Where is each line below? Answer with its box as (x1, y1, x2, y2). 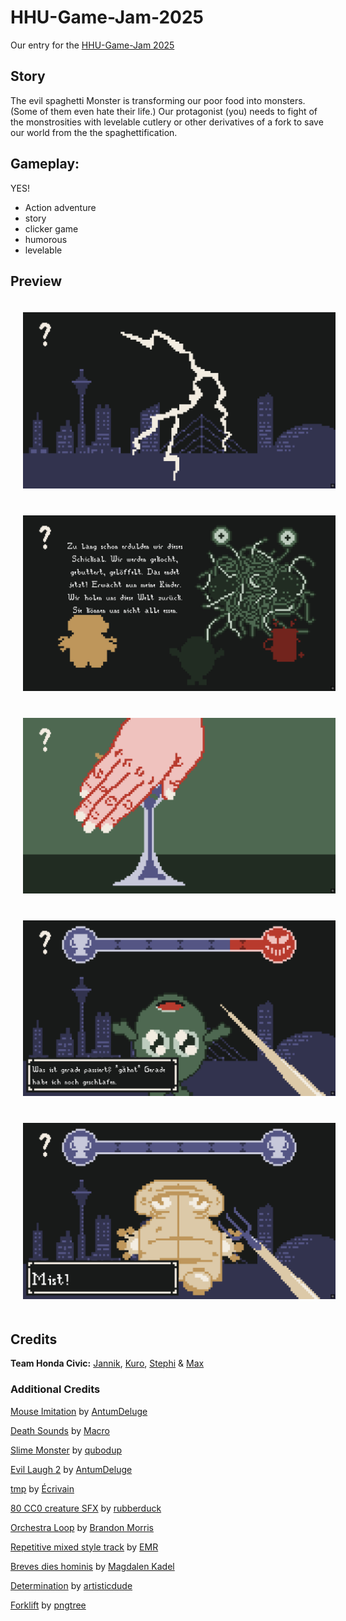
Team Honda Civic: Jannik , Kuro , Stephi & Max (10, 1357, 205, 1370)
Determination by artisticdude (10, 1579, 133, 1591)
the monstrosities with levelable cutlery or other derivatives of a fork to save (10, 116, 324, 128)
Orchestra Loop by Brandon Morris (10, 1521, 155, 1533)
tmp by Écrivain (10, 1482, 75, 1495)
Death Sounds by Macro (10, 1424, 110, 1436)
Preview (10, 272, 63, 290)
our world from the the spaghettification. (10, 126, 178, 138)
